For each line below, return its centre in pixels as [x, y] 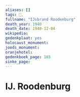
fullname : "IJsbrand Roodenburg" [41, 19]
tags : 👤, [14, 15]
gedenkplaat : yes [24, 38]
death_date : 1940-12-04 [30, 29]
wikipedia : [17, 33]
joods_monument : [22, 47]
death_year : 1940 [24, 24]
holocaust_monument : [27, 43]
